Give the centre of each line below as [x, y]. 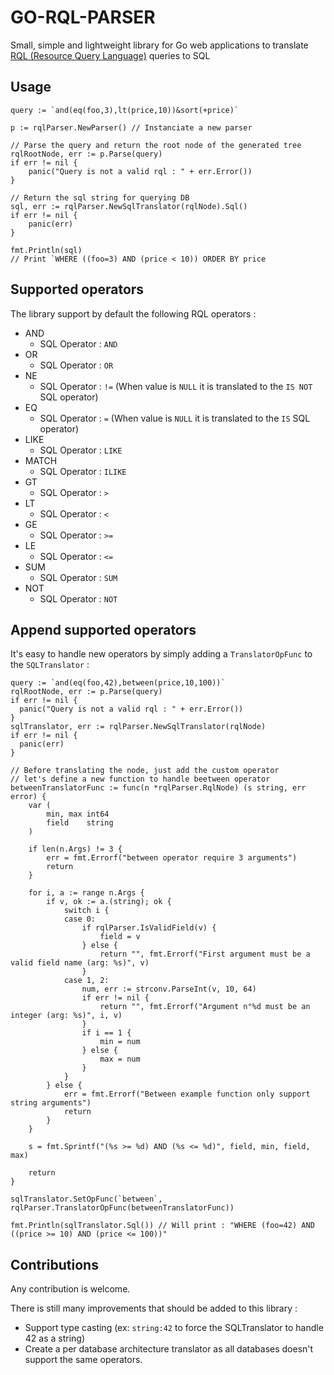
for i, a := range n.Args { [86, 893]
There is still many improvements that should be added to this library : [154, 1308]
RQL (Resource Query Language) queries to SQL [110, 55]
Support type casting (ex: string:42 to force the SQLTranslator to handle [174, 1328]
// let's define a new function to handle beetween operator [140, 779]
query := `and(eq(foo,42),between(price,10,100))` [118, 683]
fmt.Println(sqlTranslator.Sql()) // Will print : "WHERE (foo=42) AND [162, 1226]
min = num [120, 1042]
